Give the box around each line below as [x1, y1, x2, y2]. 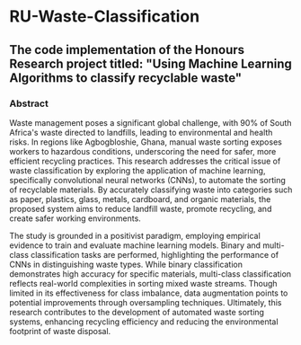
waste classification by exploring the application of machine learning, [9, 164, 266, 176]
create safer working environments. [9, 213, 141, 224]
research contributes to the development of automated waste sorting [9, 306, 265, 317]
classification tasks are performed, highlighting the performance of [30, 249, 279, 260]
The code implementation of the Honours [9, 42, 245, 57]
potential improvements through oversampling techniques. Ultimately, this [9, 296, 282, 307]
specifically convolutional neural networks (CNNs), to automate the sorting [9, 174, 286, 185]
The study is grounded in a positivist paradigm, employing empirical [9, 230, 261, 241]
